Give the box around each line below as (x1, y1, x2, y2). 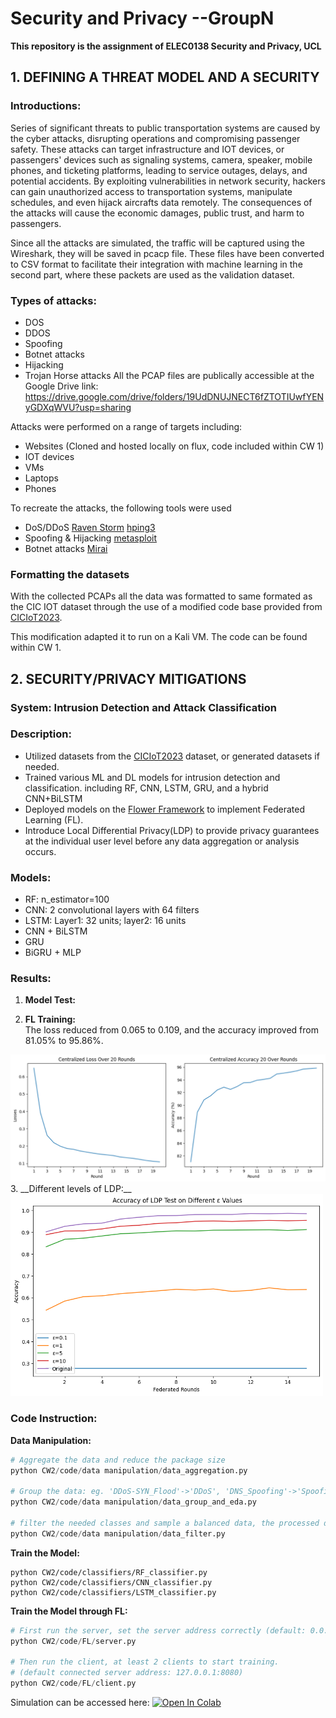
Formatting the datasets (10, 567, 130, 581)
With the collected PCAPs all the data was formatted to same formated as (10, 590, 313, 602)
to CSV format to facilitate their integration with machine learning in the (10, 258, 303, 270)
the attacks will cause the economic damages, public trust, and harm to (10, 207, 305, 219)
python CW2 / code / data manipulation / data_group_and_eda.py (10, 1497, 257, 1507)
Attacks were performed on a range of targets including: (10, 420, 243, 432)
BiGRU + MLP (24, 947, 82, 959)
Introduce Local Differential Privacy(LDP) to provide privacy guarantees (24, 824, 320, 836)
